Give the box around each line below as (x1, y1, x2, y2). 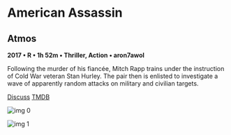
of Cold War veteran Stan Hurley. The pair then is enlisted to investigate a (7, 72, 218, 80)
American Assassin (7, 5, 123, 21)
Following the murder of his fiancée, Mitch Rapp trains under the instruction (7, 65, 225, 72)
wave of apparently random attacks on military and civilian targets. (7, 79, 199, 88)
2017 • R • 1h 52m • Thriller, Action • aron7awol (7, 51, 145, 59)
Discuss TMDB (7, 93, 50, 101)
